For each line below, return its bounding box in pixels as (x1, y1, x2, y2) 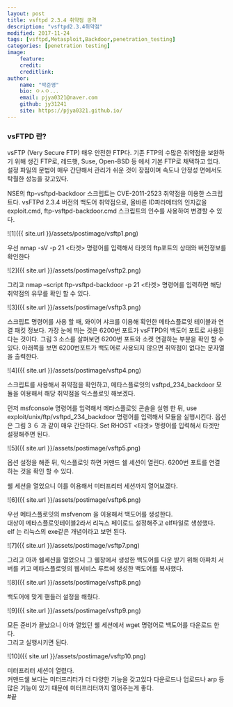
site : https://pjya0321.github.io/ (19, 107, 123, 114)
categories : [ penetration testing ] (7, 42, 111, 49)
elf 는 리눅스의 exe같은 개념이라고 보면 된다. (7, 528, 127, 536)
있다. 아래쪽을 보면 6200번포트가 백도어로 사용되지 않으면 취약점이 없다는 (7, 343, 207, 352)
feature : (19, 56, 45, 63)
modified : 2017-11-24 (7, 29, 70, 37)
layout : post (7, 10, 45, 17)
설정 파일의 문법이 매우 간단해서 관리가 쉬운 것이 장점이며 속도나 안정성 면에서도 (7, 166, 223, 174)
